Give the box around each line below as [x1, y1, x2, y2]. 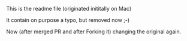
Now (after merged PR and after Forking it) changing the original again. [6, 28, 182, 35]
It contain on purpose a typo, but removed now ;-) [6, 17, 130, 23]
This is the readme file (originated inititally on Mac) [6, 5, 132, 12]
